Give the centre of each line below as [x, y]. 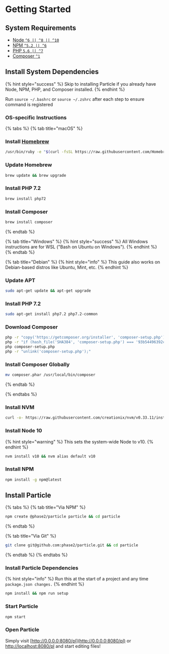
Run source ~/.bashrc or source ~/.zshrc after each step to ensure [75, 99]
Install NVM [20, 408]
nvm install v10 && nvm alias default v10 [50, 456]
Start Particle [22, 607]
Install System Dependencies [52, 72]
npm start [16, 617]
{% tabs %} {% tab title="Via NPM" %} [46, 507]
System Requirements [41, 28]
